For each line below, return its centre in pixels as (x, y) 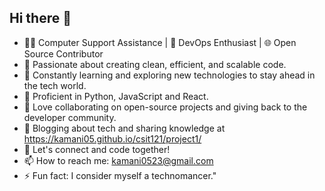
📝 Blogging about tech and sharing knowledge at (124, 128)
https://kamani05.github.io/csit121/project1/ (112, 138)
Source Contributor (63, 53)
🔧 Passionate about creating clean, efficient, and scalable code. (155, 64)
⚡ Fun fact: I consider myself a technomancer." (120, 175)
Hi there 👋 (40, 18)
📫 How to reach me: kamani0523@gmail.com (118, 160)
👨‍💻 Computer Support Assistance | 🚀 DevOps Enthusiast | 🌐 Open (160, 42)
